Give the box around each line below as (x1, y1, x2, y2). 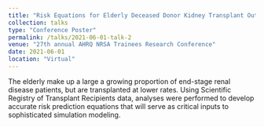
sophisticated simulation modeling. (8, 110, 121, 119)
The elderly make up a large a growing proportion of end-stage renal (8, 76, 231, 86)
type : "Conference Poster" (8, 26, 97, 34)
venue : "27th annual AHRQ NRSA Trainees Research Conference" (8, 41, 216, 49)
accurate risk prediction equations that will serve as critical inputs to (8, 101, 229, 111)
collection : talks (8, 19, 68, 27)
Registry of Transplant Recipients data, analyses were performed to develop (8, 93, 255, 103)
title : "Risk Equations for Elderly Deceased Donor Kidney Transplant (8, 11, 244, 20)
